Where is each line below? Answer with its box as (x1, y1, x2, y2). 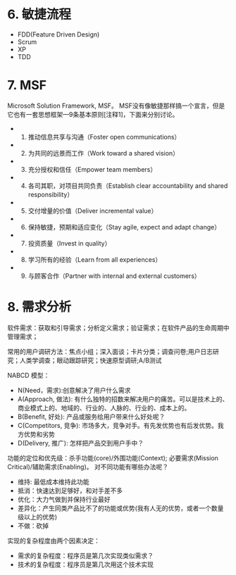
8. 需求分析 (7, 299, 72, 315)
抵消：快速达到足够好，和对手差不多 (17, 486, 123, 495)
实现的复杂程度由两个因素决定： (7, 536, 100, 545)
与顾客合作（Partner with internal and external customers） (27, 272, 201, 280)
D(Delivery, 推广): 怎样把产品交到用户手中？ (17, 438, 144, 447)
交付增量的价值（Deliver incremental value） (27, 206, 158, 215)
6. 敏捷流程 (7, 6, 72, 23)
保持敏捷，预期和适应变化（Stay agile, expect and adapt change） (27, 222, 221, 231)
